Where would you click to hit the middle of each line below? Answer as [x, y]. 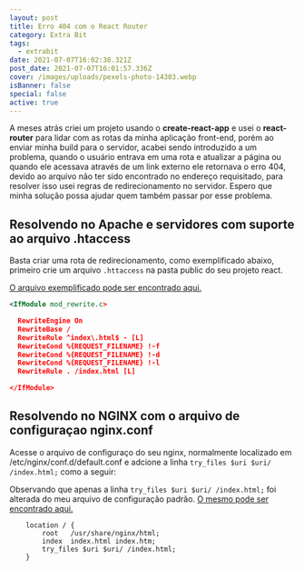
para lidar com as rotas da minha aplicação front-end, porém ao [154, 138]
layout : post [34, 18]
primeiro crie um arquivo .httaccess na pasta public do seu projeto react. [146, 270]
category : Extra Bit [49, 35]
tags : [20, 43]
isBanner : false [40, 85]
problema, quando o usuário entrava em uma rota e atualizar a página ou [145, 157]
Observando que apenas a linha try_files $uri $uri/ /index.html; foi [143, 489]
